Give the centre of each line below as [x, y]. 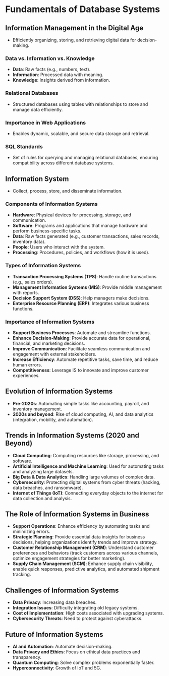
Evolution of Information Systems [59, 391]
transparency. [27, 657]
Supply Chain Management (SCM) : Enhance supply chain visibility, [83, 564]
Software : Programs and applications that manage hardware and [80, 226]
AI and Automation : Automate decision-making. [62, 646]
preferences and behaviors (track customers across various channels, [86, 553]
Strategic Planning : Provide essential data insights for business [79, 537]
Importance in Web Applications [46, 122]
